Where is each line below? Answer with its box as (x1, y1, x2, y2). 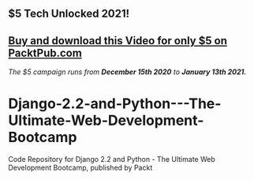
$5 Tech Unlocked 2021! (8, 7, 130, 21)
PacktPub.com (8, 46, 83, 59)
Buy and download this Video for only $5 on (8, 34, 227, 47)
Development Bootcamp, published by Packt (8, 163, 153, 173)
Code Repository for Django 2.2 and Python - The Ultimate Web (8, 155, 215, 164)
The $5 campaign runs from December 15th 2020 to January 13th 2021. (8, 67, 247, 77)
